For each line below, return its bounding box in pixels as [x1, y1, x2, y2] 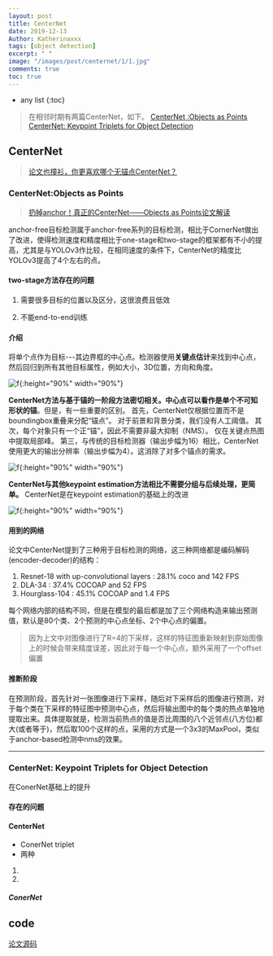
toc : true [8, 72, 42, 81]
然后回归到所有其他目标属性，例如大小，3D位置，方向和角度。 [8, 362, 218, 372]
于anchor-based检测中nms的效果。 [8, 734, 128, 743]
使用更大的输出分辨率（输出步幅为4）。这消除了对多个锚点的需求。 [8, 446, 231, 456]
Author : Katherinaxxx [8, 34, 82, 43]
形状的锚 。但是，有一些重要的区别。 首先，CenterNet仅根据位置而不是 [8, 406, 245, 415]
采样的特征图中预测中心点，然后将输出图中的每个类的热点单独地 [50, 704, 265, 713]
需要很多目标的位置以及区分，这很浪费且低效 [19, 295, 171, 305]
